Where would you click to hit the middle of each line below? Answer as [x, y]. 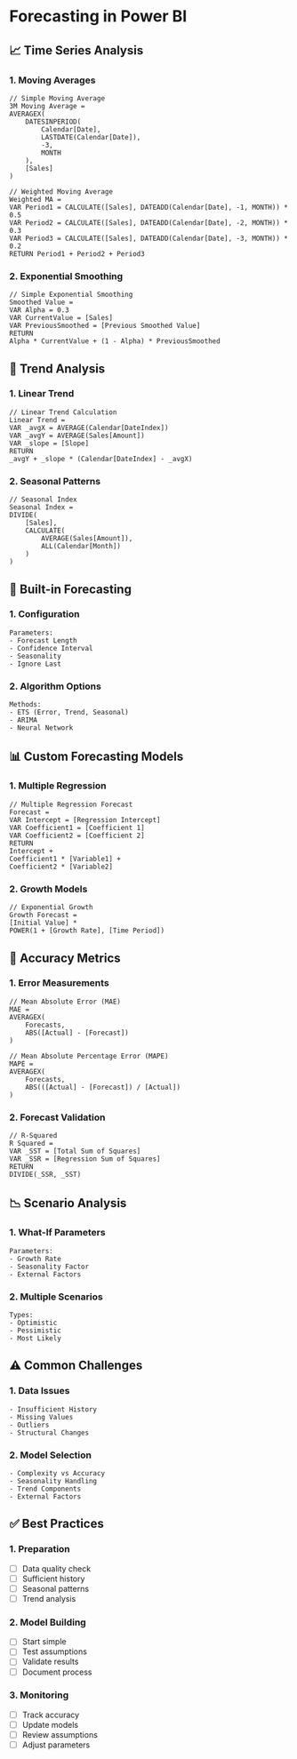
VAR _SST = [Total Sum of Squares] [75, 1151]
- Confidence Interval [51, 648]
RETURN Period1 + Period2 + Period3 [77, 254]
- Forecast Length [43, 640]
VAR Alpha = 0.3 [39, 310]
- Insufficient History [53, 1409]
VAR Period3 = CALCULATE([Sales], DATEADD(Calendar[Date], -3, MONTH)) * [149, 238]
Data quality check [56, 1568]
